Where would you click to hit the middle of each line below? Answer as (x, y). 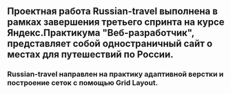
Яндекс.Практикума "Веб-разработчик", (101, 33)
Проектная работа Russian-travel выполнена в (113, 11)
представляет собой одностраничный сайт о (110, 44)
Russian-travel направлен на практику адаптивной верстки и (115, 74)
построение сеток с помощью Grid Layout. (83, 83)
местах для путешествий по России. (90, 55)
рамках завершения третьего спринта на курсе (116, 22)
